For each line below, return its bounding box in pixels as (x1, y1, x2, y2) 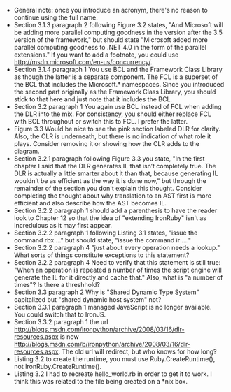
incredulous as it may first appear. (13, 222, 113, 229)
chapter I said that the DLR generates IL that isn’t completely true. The (13, 162, 216, 170)
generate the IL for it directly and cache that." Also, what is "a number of (13, 273, 223, 282)
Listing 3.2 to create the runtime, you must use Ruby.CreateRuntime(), (13, 355, 216, 363)
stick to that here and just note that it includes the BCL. (13, 95, 173, 103)
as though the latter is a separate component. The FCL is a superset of (13, 73, 218, 81)
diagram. (13, 147, 40, 155)
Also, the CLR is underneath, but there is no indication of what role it (13, 132, 211, 140)
